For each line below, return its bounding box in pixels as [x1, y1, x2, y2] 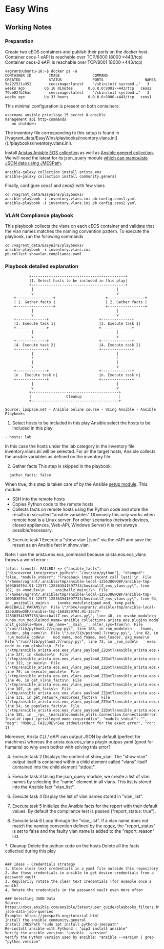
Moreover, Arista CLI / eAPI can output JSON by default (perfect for [5, 734, 141, 739]
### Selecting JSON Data [5, 896, 56, 901]
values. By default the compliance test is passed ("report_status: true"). [12, 808, 156, 814]
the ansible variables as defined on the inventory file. [5, 454, 112, 460]
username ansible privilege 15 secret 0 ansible [5, 112, 106, 117]
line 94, [140, 596, 159, 602]
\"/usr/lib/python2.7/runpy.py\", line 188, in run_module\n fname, [5, 627, 154, 632]
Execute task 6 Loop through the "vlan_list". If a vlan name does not [12, 818, 149, 824]
